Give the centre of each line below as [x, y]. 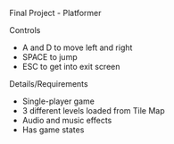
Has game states [53, 130]
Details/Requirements [49, 84]
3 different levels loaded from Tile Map [93, 110]
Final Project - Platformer [55, 13]
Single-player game [58, 101]
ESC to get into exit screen [71, 67]
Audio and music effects [67, 120]
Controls [25, 30]
